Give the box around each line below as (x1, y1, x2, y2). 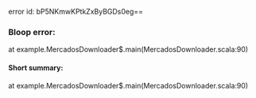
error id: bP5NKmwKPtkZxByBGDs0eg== (8, 7, 144, 16)
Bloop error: (8, 26, 56, 37)
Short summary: (8, 63, 64, 73)
